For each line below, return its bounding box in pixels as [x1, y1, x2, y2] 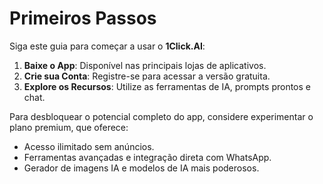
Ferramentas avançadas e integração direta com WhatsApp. [23, 151, 272, 163]
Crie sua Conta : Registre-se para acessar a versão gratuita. [23, 70, 271, 82]
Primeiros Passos [9, 7, 157, 30]
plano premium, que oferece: [9, 121, 129, 133]
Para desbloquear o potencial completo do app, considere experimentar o [9, 110, 314, 122]
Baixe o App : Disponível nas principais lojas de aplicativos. [23, 59, 267, 71]
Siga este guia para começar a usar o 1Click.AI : [9, 40, 206, 52]
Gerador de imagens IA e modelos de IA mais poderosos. [23, 162, 260, 174]
